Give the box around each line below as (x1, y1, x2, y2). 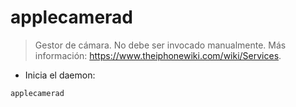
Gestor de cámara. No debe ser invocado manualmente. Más (34, 39, 287, 51)
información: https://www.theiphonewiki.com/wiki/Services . (34, 49, 282, 61)
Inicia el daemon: (24, 69, 96, 81)
